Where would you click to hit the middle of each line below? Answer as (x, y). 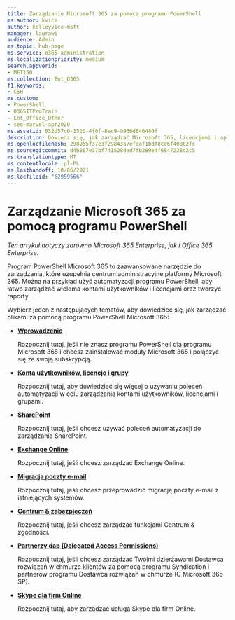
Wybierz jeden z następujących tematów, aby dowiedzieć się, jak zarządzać (117, 310)
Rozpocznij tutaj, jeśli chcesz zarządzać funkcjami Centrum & (106, 525)
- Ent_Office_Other (36, 118)
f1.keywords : (26, 85)
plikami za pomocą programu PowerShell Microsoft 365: (88, 317)
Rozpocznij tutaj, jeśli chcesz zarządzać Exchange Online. (101, 463)
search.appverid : (33, 66)
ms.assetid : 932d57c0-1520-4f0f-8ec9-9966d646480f (83, 131)
